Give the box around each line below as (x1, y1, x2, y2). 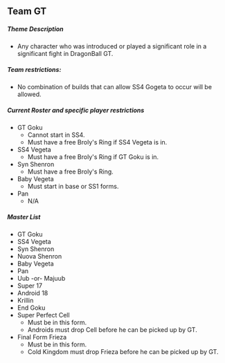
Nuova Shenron (17, 252, 62, 261)
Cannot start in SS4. (27, 131, 85, 139)
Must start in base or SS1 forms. (27, 183, 119, 191)
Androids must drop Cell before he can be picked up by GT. (27, 326, 197, 334)
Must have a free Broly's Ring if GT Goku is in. (27, 153, 159, 161)
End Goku (17, 304, 46, 312)
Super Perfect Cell (17, 311, 71, 319)
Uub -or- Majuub (17, 274, 66, 283)
